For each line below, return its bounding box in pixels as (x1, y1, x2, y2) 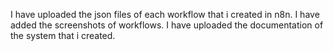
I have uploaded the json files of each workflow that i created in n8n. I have (10, 9, 320, 20)
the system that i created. (10, 30, 116, 41)
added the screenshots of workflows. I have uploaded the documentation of (10, 19, 324, 31)
